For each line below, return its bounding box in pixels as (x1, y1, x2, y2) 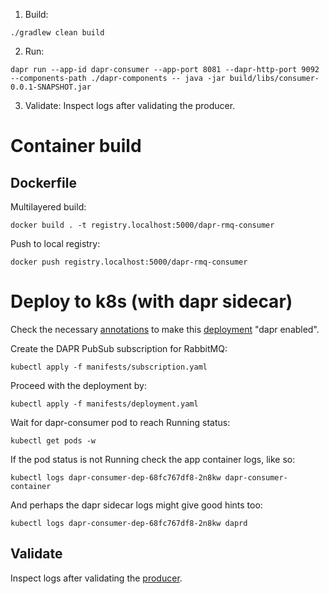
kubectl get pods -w (10, 435, 97, 446)
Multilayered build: (10, 201, 87, 213)
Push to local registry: (10, 238, 101, 249)
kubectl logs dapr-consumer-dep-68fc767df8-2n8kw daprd (10, 518, 248, 528)
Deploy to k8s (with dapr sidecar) (10, 290, 293, 313)
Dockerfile (10, 174, 78, 191)
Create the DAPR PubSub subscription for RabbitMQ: (10, 342, 228, 354)
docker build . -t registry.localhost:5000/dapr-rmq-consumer (10, 220, 275, 230)
